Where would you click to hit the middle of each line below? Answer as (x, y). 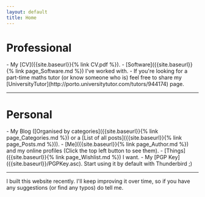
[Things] (175, 151)
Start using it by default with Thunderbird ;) (138, 164)
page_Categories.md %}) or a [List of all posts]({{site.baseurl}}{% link (94, 138)
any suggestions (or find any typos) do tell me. (65, 188)
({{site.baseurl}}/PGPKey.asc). (45, 164)
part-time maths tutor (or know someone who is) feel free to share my (94, 77)
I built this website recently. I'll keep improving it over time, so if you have (98, 181)
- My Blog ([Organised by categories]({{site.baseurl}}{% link (82, 131)
